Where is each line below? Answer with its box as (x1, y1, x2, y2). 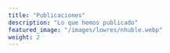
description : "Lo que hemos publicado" (8, 19, 139, 26)
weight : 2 (8, 33, 41, 41)
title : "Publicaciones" (8, 11, 86, 19)
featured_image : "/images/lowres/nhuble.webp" (8, 26, 163, 34)
